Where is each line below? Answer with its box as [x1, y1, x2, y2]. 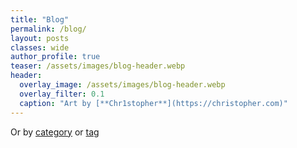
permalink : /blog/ [10, 24, 87, 34]
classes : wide [10, 42, 70, 53]
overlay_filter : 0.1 [19, 89, 105, 99]
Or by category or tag [10, 126, 100, 138]
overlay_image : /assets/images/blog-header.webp [19, 80, 226, 90]
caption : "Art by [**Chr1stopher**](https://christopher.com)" [19, 98, 288, 108]
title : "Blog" [10, 14, 70, 25]
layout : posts [10, 33, 70, 43]
